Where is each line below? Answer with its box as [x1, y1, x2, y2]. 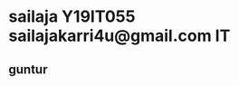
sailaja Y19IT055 [8, 6, 136, 27]
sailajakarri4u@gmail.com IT [8, 25, 231, 46]
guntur [8, 62, 48, 77]
